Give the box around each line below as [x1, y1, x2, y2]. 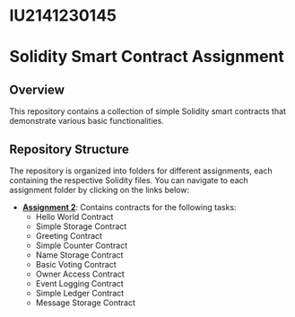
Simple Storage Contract [35, 221, 127, 232]
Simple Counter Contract [35, 240, 128, 251]
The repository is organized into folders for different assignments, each [9, 165, 273, 176]
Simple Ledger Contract [35, 288, 125, 298]
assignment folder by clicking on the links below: [9, 185, 190, 195]
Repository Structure [9, 141, 130, 157]
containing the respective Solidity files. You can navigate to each [9, 175, 248, 185]
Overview [9, 82, 65, 97]
